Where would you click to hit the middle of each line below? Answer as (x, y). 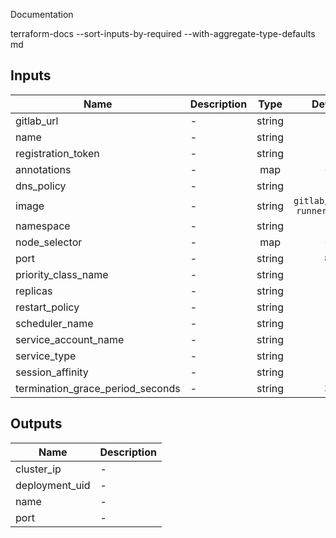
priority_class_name (62, 274)
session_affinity (52, 372)
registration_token (57, 153)
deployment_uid (53, 485)
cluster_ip (38, 469)
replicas (34, 291)
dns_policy (41, 186)
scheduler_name (54, 323)
